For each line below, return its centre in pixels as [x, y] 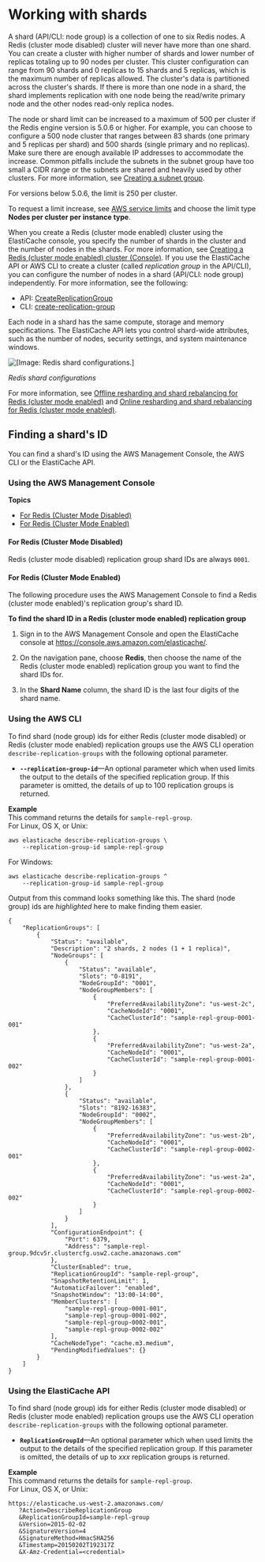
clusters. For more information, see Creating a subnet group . [106, 178]
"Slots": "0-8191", [111, 976]
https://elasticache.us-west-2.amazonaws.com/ [86, 1504]
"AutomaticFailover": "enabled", [105, 1287]
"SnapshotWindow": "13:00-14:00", [107, 1295]
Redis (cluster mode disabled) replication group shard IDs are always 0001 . [129, 559]
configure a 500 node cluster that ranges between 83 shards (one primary [129, 135]
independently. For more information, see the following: [98, 282]
